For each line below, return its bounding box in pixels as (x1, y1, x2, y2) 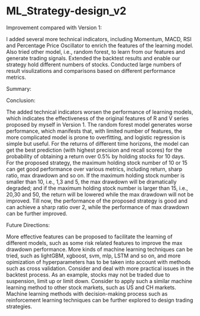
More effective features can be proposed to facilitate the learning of (6, 233, 173, 240)
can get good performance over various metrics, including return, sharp (6, 165, 183, 173)
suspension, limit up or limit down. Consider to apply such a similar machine (6, 277, 192, 284)
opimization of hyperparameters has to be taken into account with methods (6, 258, 191, 265)
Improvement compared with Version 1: (6, 24, 102, 31)
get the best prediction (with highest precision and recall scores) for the (6, 146, 183, 154)
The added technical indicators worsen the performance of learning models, (6, 108, 193, 115)
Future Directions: (6, 221, 50, 228)
